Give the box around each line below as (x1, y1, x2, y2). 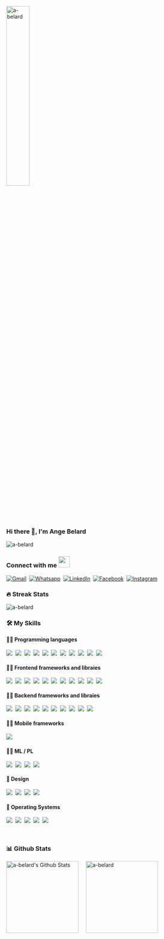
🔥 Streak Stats (6, 590, 49, 598)
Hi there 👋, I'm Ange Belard (6, 527, 87, 536)
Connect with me (6, 561, 57, 570)
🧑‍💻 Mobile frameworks (6, 720, 64, 727)
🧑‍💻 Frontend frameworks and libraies (6, 664, 101, 671)
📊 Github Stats (6, 845, 51, 853)
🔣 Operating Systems (6, 803, 61, 810)
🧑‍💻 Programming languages (6, 636, 77, 643)
